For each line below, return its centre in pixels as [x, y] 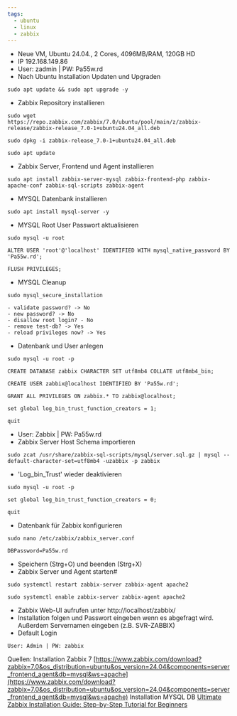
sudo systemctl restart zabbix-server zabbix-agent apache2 [98, 585]
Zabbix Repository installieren [61, 103]
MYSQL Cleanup [42, 282]
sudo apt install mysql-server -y [59, 212]
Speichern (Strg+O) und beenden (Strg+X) [80, 564]
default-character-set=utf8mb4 [54, 461]
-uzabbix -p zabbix [131, 461]
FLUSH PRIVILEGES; [34, 269]
